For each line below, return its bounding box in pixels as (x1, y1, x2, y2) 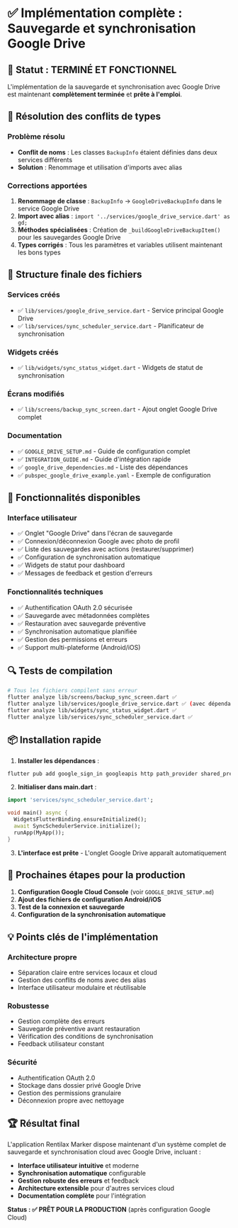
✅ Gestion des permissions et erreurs (17, 635, 127, 643)
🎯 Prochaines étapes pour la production (7, 869, 186, 881)
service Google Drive (17, 204, 80, 213)
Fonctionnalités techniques (7, 587, 104, 597)
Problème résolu (7, 132, 65, 142)
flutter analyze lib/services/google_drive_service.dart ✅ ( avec (7, 700, 205, 708)
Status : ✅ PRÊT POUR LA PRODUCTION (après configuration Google (7, 1205, 211, 1213)
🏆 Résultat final (7, 1117, 80, 1130)
